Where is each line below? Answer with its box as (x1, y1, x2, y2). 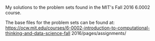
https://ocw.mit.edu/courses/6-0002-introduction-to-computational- (5, 25, 150, 31)
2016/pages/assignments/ (71, 30, 126, 36)
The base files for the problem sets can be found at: (5, 20, 115, 25)
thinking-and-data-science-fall (5, 30, 71, 36)
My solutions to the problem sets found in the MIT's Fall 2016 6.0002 (5, 5, 150, 10)
